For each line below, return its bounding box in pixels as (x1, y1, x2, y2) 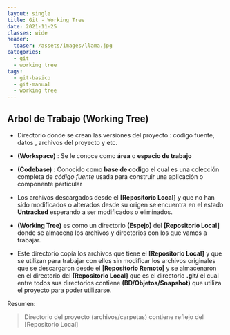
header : (7, 36, 30, 43)
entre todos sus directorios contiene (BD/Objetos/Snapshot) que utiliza (17, 278, 222, 287)
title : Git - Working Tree (7, 17, 85, 23)
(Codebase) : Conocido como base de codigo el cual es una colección (17, 165, 220, 173)
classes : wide (7, 29, 48, 37)
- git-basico (13, 74, 51, 82)
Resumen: (7, 299, 36, 307)
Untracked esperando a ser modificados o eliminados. (17, 208, 173, 216)
